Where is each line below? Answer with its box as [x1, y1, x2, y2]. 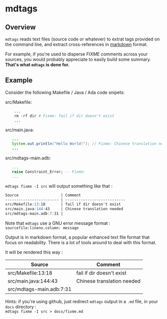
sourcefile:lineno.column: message [5, 226, 79, 231]
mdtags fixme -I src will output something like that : [5, 183, 113, 189]
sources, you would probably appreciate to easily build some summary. [5, 56, 152, 62]
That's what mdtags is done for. [5, 62, 70, 67]
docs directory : [5, 304, 36, 310]
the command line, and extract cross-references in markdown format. [5, 41, 148, 47]
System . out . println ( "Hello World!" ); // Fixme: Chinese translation [11, 141, 157, 146]
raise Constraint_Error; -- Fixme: [11, 169, 85, 174]
